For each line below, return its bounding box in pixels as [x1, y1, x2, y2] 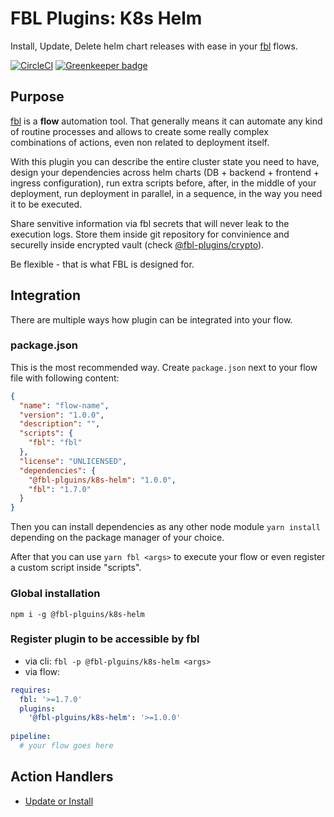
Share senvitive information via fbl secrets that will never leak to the [10, 217, 290, 229]
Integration [10, 287, 82, 304]
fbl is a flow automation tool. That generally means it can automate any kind [10, 115, 323, 127]
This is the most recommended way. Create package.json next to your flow [10, 361, 318, 373]
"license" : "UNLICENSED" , [19, 456, 128, 466]
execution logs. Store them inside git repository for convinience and [10, 228, 290, 240]
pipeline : [10, 732, 52, 742]
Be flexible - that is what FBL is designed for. [10, 258, 195, 270]
